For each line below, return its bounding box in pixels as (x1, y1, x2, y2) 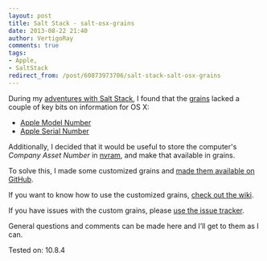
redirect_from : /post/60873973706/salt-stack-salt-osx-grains (8, 71, 221, 80)
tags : (8, 49, 27, 57)
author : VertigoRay (8, 34, 74, 43)
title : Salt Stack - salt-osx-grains (8, 19, 135, 27)
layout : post (8, 11, 52, 20)
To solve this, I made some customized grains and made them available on (8, 165, 255, 175)
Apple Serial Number (19, 126, 90, 136)
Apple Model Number (19, 117, 92, 127)
